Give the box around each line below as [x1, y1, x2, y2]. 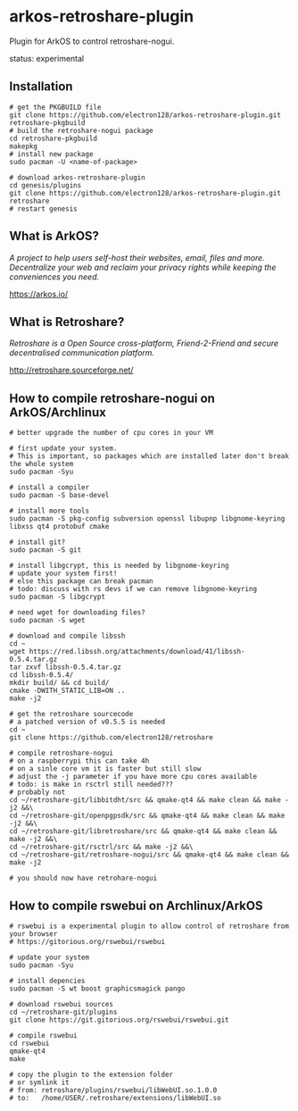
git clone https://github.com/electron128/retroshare [9, 733, 214, 742]
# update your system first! [9, 569, 118, 578]
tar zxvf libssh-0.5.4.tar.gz [9, 663, 122, 672]
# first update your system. [9, 444, 118, 453]
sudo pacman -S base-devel [9, 491, 110, 500]
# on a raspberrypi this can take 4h [9, 756, 150, 765]
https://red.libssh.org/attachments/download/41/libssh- [29, 647, 245, 656]
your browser [9, 930, 58, 939]
